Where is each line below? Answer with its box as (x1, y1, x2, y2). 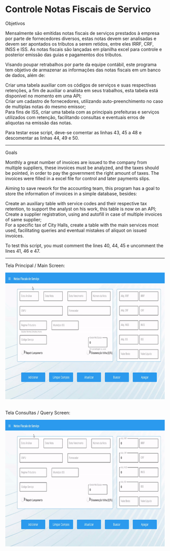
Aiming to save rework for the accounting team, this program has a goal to (5, 185, 160, 191)
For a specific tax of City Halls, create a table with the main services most (5, 222, 159, 228)
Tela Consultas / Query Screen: (5, 409, 71, 416)
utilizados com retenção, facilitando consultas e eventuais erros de (5, 114, 145, 120)
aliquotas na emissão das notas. (5, 120, 72, 126)
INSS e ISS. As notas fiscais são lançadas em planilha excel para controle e (5, 46, 162, 52)
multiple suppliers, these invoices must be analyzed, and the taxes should (5, 165, 159, 171)
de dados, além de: (5, 72, 46, 78)
